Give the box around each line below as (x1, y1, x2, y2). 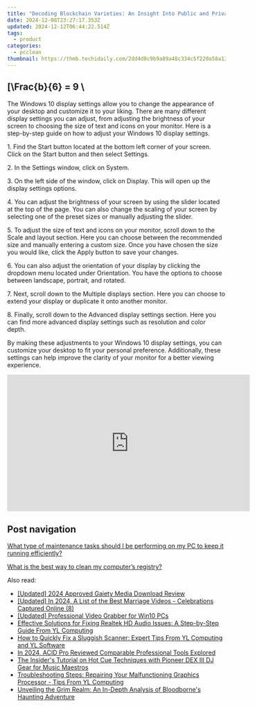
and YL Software (17, 641, 66, 650)
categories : (7, 42, 42, 49)
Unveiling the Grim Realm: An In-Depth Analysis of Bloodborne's (17, 685, 201, 694)
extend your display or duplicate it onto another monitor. (7, 296, 168, 305)
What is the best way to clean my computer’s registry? (7, 563, 163, 571)
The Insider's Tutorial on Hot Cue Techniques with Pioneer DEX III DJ (17, 656, 215, 664)
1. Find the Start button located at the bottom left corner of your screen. (7, 142, 211, 151)
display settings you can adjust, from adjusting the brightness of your (7, 114, 206, 122)
